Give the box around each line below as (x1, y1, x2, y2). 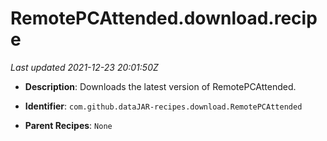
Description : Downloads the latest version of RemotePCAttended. (24, 80, 297, 92)
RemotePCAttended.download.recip (10, 7, 318, 30)
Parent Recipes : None (24, 119, 113, 131)
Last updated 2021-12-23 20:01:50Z (10, 61, 159, 73)
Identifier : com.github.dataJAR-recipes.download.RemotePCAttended (24, 100, 303, 112)
